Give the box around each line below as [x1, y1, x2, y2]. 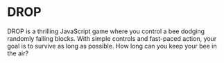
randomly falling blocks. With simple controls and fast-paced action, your [7, 34, 217, 42]
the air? [7, 49, 29, 57]
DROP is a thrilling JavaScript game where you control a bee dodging [7, 27, 205, 35]
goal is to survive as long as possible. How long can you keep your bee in [7, 42, 217, 50]
